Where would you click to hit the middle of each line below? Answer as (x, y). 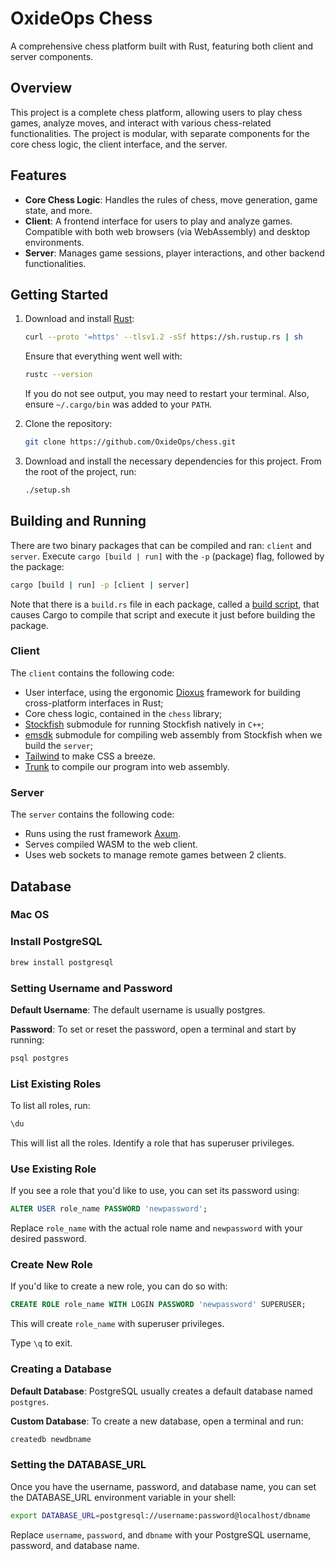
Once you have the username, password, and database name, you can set (163, 1486)
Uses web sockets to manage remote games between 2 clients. (155, 855)
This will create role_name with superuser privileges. (117, 1324)
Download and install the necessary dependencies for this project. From (173, 461)
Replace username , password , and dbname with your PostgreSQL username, (161, 1534)
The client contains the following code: (92, 673)
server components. (52, 56)
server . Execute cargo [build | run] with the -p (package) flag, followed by (167, 556)
